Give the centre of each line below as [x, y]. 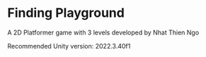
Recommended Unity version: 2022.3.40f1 [69, 46]
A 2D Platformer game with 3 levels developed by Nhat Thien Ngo [103, 32]
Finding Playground [66, 13]
